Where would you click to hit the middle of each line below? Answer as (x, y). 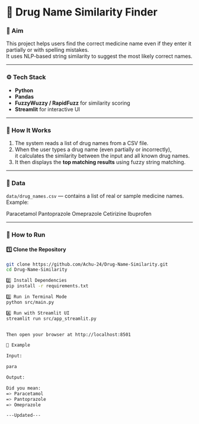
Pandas (24, 96)
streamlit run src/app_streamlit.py (51, 318)
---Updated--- (24, 416)
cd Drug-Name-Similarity (37, 270)
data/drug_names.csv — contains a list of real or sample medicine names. (95, 196)
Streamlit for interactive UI (47, 109)
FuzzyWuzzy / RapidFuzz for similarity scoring (72, 103)
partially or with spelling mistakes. (48, 50)
